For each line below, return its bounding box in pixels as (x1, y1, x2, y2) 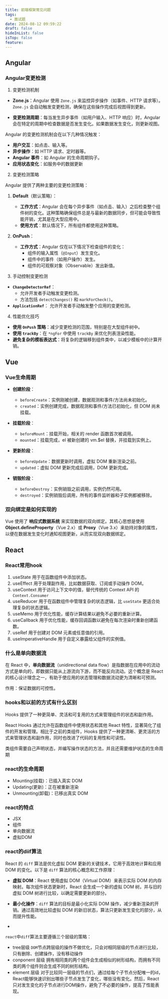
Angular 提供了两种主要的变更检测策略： (5, 182, 89, 188)
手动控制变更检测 (12, 273, 48, 279)
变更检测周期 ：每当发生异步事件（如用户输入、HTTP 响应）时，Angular (12, 114, 160, 120)
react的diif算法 (5, 848, 42, 855)
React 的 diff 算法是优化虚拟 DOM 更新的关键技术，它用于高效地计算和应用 (5, 860, 161, 866)
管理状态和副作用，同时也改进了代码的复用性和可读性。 (14, 734, 128, 740)
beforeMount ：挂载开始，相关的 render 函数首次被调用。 (20, 431, 136, 437)
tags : (5, 12, 17, 17)
